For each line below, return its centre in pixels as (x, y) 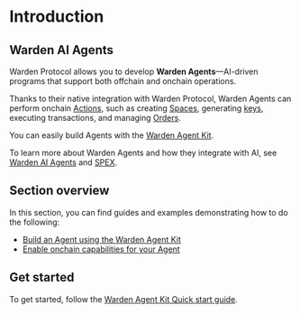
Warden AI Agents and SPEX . (64, 162)
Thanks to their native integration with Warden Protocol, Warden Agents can (150, 98)
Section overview (59, 191)
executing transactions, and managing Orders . (95, 118)
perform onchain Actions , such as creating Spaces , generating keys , (136, 108)
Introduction (57, 17)
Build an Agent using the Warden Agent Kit (102, 239)
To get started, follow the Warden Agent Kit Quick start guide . (124, 299)
